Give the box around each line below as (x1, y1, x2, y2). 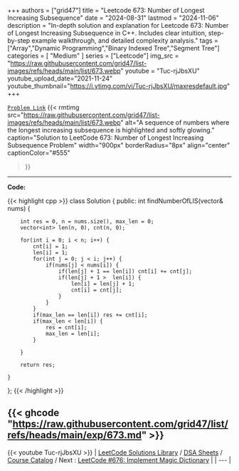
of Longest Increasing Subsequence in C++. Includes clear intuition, (7, 29, 207, 37)
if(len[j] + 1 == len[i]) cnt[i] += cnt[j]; (58, 268, 193, 275)
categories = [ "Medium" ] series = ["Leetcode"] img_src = (7, 51, 179, 60)
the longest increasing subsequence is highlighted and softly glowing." (7, 126, 215, 134)
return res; (20, 361, 55, 368)
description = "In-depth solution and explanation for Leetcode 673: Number (7, 21, 229, 29)
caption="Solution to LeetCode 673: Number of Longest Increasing (7, 133, 204, 142)
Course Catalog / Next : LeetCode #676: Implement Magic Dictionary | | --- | (7, 455, 231, 464)
